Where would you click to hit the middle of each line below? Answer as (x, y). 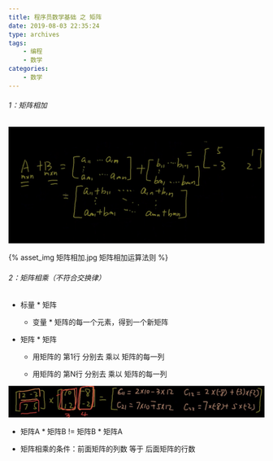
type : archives (34, 34)
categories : (28, 69)
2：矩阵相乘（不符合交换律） (57, 278)
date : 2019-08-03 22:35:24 (54, 26)
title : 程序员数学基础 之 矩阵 (55, 17)
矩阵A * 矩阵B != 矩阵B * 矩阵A (71, 432)
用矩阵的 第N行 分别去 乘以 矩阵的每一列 (100, 374)
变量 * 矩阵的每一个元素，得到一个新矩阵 (100, 322)
